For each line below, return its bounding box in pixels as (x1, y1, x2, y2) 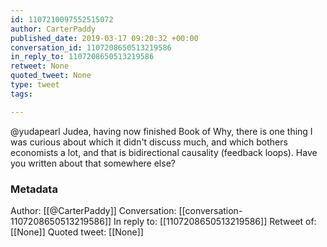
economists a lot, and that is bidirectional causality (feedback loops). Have (10, 146, 318, 158)
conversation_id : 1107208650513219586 (10, 42, 172, 53)
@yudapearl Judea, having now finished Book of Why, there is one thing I (10, 125, 313, 137)
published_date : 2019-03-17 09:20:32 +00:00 (10, 33, 199, 43)
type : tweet (10, 80, 60, 90)
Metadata (10, 182, 58, 196)
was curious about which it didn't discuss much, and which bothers (10, 136, 288, 148)
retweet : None (10, 61, 70, 71)
